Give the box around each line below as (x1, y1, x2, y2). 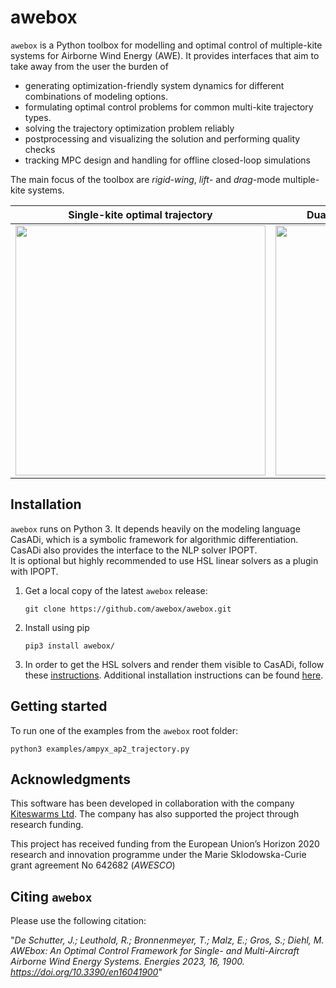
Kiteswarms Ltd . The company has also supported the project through (10, 808, 300, 820)
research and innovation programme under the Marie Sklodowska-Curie (10, 849, 307, 861)
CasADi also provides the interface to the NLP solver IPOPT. (10, 544, 258, 556)
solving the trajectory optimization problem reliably (24, 122, 235, 134)
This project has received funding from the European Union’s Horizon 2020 (10, 838, 320, 850)
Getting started (10, 698, 108, 715)
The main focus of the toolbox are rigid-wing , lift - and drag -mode (10, 173, 281, 185)
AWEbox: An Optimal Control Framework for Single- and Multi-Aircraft (10, 945, 300, 957)
